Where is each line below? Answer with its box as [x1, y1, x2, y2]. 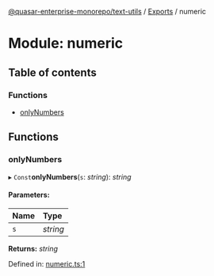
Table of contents [8, 66, 97, 79]
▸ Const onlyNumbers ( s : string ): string [8, 172, 132, 181]
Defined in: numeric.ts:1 [8, 259, 86, 268]
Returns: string [8, 244, 58, 253]
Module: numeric [8, 35, 124, 52]
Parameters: [8, 190, 50, 200]
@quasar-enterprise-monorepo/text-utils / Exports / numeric [8, 7, 207, 16]
